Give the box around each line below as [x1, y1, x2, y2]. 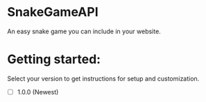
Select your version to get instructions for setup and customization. [7, 74, 200, 83]
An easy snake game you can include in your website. [7, 27, 161, 35]
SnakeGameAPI [7, 4, 98, 20]
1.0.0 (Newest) [17, 87, 59, 96]
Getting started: [7, 51, 101, 67]
